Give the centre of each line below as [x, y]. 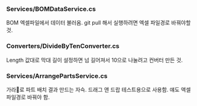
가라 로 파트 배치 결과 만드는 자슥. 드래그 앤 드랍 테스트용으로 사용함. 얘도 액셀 [98, 89]
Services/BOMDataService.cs [51, 9]
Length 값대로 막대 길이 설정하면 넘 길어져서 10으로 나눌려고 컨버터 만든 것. [95, 60]
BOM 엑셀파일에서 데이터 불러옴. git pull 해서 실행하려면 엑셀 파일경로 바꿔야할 [98, 23]
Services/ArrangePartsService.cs [57, 75]
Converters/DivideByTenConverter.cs [63, 46]
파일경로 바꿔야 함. [28, 97]
